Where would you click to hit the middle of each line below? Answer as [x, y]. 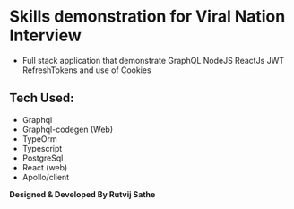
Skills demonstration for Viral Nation [147, 17]
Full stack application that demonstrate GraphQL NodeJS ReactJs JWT [153, 60]
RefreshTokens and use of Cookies [86, 70]
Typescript [42, 148]
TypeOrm [40, 139]
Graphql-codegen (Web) [68, 129]
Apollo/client [46, 177]
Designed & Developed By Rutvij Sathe [82, 194]
